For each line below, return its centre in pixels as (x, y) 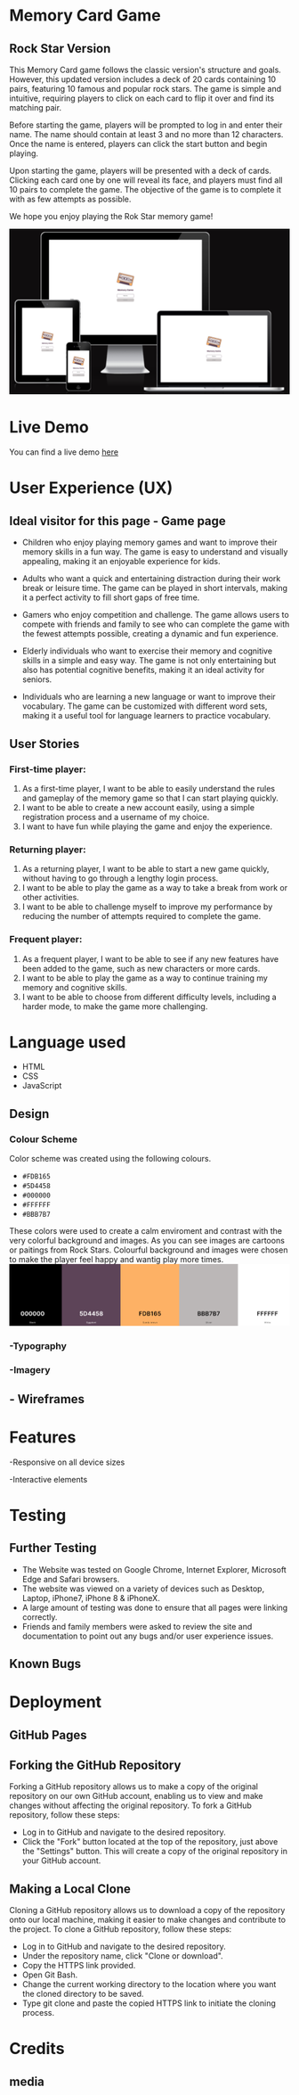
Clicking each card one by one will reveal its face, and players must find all (146, 180)
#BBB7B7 (36, 1215)
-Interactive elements (48, 1479)
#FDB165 (36, 1177)
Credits (37, 2049)
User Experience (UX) (91, 488)
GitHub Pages (48, 1735)
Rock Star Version (60, 49)
